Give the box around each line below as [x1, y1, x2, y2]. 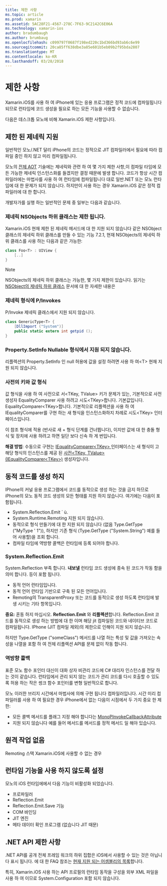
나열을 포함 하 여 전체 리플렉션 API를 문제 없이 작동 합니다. [14, 641, 128, 647]
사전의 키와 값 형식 [5, 378, 47, 386]
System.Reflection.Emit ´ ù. [12, 509, 68, 515]
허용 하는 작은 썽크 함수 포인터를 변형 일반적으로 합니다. [10, 680, 118, 686]
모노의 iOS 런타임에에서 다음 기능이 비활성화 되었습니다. [5, 781, 114, 787]
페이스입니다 [5, 416, 30, 422]
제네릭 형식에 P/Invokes [5, 297, 61, 304]
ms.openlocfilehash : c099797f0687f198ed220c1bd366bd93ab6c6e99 [5, 40, 140, 45]
